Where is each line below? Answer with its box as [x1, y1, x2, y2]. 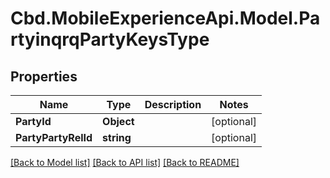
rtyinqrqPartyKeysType [10, 28, 210, 51]
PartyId [15, 115, 52, 128]
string [102, 131, 132, 144]
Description [144, 98, 202, 111]
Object [102, 115, 135, 128]
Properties [10, 68, 78, 85]
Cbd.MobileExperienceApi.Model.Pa [10, 7, 321, 30]
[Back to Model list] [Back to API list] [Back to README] [10, 157, 240, 168]
